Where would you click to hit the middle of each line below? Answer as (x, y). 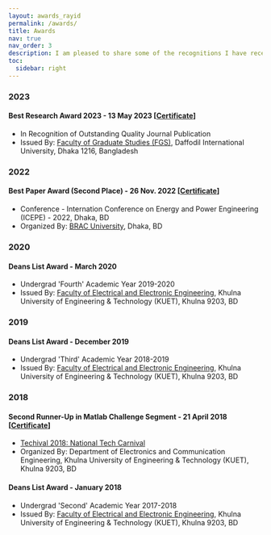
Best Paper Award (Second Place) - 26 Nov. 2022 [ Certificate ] (114, 191)
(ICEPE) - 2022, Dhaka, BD (65, 217)
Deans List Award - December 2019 (69, 341)
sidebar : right (41, 69)
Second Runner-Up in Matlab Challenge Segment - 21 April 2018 (118, 416)
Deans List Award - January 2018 (65, 487)
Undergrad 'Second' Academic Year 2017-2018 (98, 505)
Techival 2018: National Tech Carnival (83, 443)
